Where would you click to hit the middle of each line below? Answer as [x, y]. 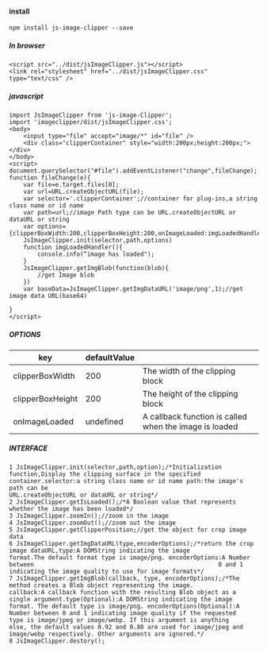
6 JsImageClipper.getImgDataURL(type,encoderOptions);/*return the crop [132, 544]
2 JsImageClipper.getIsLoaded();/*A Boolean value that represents [123, 502]
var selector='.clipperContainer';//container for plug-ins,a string [141, 199]
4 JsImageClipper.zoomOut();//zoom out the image [93, 523]
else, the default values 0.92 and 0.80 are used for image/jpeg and [126, 628]
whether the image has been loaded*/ [71, 509]
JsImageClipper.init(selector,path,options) [98, 241]
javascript [26, 96]
